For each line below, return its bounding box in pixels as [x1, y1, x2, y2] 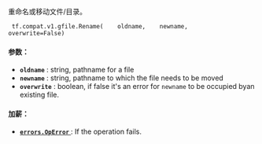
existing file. [19, 90, 59, 100]
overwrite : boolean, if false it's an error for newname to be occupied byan [19, 82, 255, 91]
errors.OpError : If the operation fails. [19, 127, 142, 136]
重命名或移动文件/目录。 [8, 7, 87, 16]
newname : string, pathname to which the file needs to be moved [19, 73, 224, 83]
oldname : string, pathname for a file [19, 65, 135, 75]
